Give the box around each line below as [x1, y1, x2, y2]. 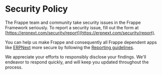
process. [5, 64, 23, 70]
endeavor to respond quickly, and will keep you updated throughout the [5, 59, 149, 65]
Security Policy [5, 3, 68, 15]
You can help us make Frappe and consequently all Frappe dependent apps [5, 39, 157, 45]
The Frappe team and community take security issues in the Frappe [5, 19, 141, 25]
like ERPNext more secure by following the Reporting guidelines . [5, 44, 134, 50]
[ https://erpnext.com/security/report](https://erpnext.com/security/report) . [5, 30, 156, 36]
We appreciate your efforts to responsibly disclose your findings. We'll [5, 54, 146, 59]
